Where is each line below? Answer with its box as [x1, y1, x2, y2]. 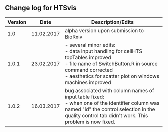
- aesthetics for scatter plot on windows [64, 72, 160, 79]
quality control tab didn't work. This [64, 112, 148, 119]
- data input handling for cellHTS [64, 47, 142, 54]
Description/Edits [91, 18, 134, 25]
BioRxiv [64, 33, 83, 40]
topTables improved [64, 54, 111, 61]
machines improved [64, 79, 111, 86]
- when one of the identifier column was [64, 99, 160, 106]
